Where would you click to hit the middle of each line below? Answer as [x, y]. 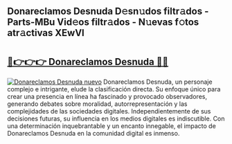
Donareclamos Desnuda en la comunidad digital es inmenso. [93, 133]
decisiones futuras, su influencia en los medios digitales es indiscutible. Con [116, 118]
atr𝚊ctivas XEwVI [46, 33]
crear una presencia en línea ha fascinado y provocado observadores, [107, 97]
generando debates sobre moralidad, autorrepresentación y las [97, 104]
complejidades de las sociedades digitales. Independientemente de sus [109, 111]
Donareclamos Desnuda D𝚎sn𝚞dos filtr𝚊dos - [108, 11]
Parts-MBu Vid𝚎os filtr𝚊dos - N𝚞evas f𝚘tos [103, 22]
